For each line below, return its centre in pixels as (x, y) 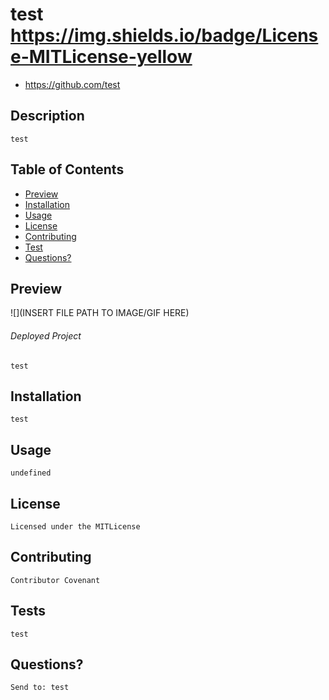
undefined (31, 473)
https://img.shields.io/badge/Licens (164, 35)
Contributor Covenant (55, 580)
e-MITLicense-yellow (101, 57)
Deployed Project (46, 335)
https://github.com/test (72, 84)
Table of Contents (67, 169)
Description (47, 116)
